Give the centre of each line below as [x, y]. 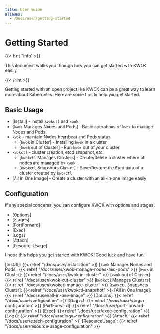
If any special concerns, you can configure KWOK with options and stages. [80, 205]
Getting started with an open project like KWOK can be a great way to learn [80, 89]
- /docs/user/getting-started [40, 18]
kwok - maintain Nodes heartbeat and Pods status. [62, 137]
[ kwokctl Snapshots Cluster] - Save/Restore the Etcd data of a [81, 168]
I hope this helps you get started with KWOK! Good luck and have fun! [75, 255]
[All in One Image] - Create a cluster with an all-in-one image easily [79, 178]
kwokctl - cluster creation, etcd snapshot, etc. [58, 152]
